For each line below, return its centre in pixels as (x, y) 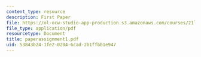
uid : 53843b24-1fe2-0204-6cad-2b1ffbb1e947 (61, 45)
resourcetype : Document (36, 34)
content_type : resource (36, 12)
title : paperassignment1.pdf (42, 39)
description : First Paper (38, 17)
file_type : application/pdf (41, 28)
